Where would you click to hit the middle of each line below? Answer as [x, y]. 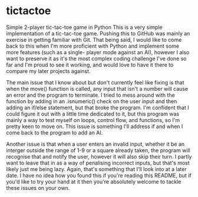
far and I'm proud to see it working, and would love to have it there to [90, 65]
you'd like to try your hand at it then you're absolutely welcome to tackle [94, 182]
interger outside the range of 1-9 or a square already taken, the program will [98, 150]
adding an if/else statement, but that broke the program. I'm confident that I [98, 107]
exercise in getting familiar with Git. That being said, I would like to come [94, 40]
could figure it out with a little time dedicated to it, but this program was [93, 114]
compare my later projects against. [48, 71]
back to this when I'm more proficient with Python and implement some [93, 46]
